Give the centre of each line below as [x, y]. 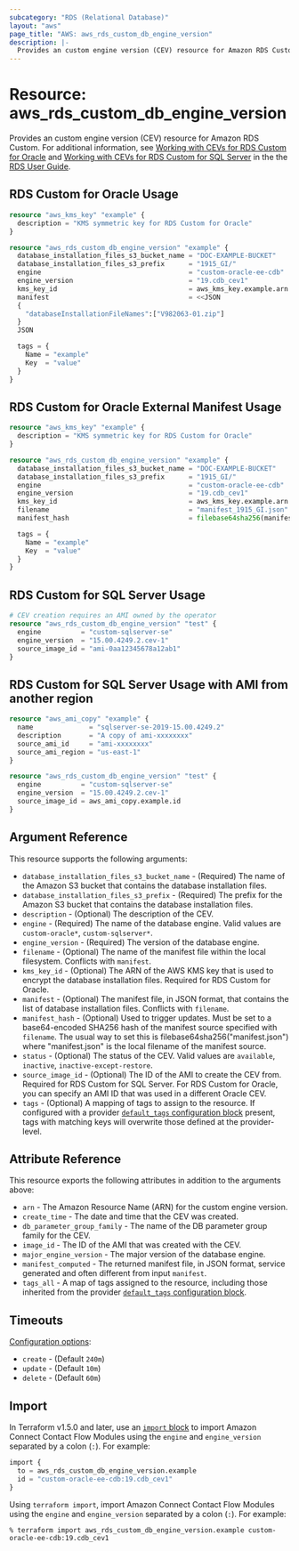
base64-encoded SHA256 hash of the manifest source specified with [149, 1027]
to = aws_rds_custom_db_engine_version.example [107, 1470]
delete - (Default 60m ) [61, 1378]
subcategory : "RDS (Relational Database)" [89, 17]
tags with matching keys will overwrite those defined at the [130, 1121]
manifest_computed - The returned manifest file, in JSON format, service [154, 1264]
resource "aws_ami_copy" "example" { [79, 719]
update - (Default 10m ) [61, 1369]
